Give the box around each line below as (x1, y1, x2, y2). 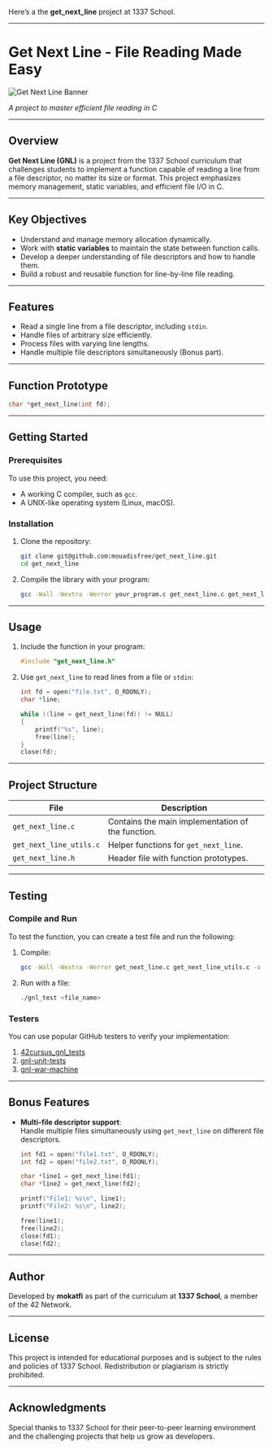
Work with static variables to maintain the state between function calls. (19, 243, 260, 253)
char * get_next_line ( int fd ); (8, 400, 111, 409)
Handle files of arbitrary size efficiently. (19, 330, 153, 340)
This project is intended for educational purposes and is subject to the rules (8, 1353, 262, 1363)
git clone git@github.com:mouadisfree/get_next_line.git (19, 552, 218, 560)
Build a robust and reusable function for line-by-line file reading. (19, 268, 236, 279)
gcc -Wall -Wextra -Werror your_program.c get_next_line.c (19, 590, 225, 598)
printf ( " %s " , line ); (35, 725, 105, 733)
